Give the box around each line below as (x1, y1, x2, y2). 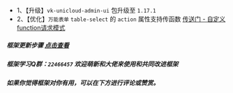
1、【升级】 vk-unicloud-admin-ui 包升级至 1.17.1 (16, 6, 156, 14)
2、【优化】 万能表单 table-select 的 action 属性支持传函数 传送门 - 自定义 (16, 15, 226, 23)
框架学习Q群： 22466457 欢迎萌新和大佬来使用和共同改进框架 (6, 59, 179, 68)
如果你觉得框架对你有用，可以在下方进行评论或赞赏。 (6, 79, 160, 87)
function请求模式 (16, 24, 66, 31)
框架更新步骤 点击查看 (6, 41, 70, 49)
